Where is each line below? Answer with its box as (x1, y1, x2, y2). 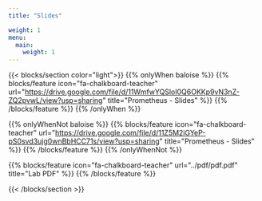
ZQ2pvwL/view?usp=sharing (8, 96, 103, 105)
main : (15, 41, 34, 49)
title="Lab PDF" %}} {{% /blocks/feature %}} (8, 169, 157, 179)
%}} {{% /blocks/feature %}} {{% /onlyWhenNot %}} (8, 145, 182, 155)
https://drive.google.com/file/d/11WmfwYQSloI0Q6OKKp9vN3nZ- (24, 87, 240, 97)
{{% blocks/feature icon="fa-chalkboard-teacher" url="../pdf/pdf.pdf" (8, 160, 238, 170)
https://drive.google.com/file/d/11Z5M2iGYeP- (54, 128, 206, 138)
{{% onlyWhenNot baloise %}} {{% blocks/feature (8, 120, 173, 129)
